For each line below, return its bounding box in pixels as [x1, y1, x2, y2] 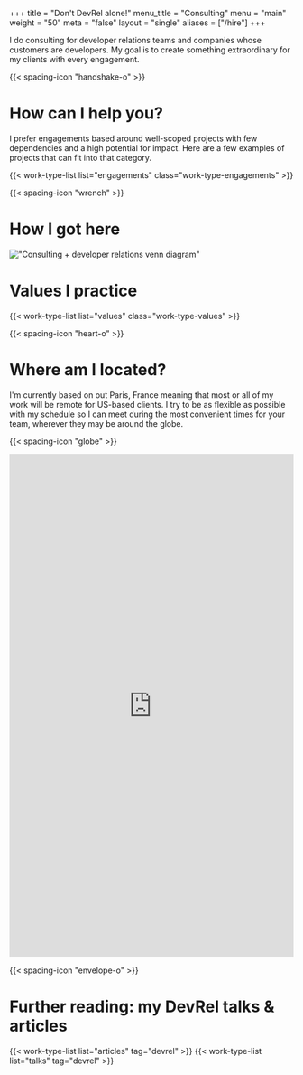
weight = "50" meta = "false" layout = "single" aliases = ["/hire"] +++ [9, 17, 266, 28]
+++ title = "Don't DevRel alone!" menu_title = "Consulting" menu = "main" [9, 8, 287, 18]
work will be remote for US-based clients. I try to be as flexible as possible [9, 399, 286, 410]
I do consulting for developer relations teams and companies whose [9, 35, 262, 45]
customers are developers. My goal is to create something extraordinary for [9, 44, 290, 55]
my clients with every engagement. [9, 54, 140, 64]
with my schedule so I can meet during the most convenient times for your [9, 409, 286, 420]
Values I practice [9, 280, 138, 301]
